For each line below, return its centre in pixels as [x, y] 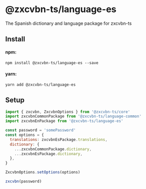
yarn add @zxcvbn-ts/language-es [41, 84]
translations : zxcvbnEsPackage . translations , [59, 139]
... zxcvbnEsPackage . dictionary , [48, 154]
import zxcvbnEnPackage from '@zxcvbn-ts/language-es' [64, 121]
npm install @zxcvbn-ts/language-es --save [52, 63]
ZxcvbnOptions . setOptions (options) [43, 172]
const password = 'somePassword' [41, 130]
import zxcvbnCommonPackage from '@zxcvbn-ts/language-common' [74, 116]
